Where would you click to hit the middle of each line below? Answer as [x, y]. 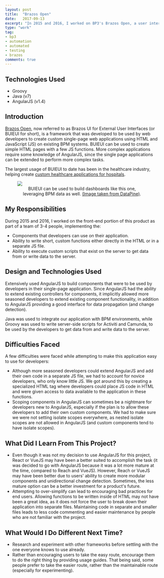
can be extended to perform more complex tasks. [55, 160]
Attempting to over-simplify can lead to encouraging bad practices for [82, 492]
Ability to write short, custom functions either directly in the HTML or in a [85, 241]
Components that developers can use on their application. [71, 235]
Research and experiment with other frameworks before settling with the [85, 544]
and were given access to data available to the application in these [79, 392]
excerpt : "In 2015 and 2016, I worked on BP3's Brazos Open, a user [76, 23]
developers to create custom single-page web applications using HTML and [81, 139]
